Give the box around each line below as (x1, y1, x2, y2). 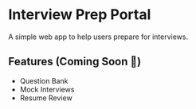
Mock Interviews (19, 84, 75, 94)
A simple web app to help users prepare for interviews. (8, 32, 189, 41)
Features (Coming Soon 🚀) (8, 55, 142, 68)
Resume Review (19, 93, 73, 103)
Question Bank (19, 76, 69, 85)
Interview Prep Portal (8, 6, 151, 24)
